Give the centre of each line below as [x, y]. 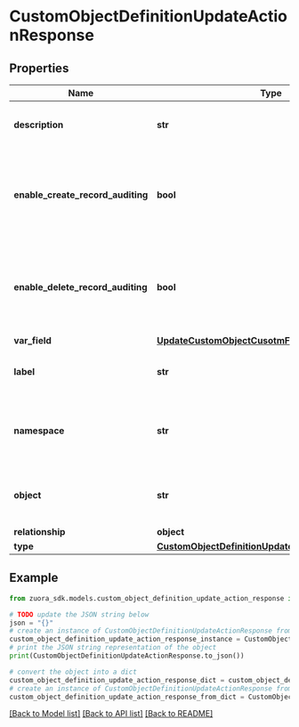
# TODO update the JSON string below [79, 614]
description [39, 125]
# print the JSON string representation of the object [113, 648]
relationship [40, 532]
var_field [32, 340]
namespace [39, 431]
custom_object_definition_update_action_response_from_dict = [127, 697]
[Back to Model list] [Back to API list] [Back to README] [111, 714]
